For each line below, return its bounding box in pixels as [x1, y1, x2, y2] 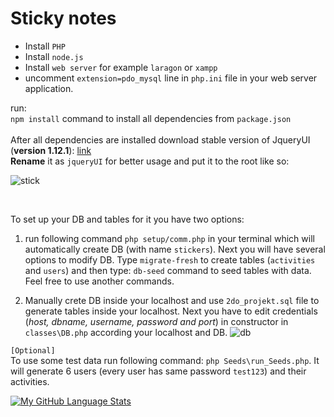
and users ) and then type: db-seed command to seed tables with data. [24, 264, 312, 276]
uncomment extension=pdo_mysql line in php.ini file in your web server [24, 72, 318, 84]
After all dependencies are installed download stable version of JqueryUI [10, 133, 311, 146]
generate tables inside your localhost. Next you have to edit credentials [24, 305, 318, 317]
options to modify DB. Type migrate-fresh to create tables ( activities [24, 253, 316, 266]
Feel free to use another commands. [24, 275, 175, 287]
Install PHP [24, 40, 66, 52]
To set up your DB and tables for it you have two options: [10, 213, 245, 225]
